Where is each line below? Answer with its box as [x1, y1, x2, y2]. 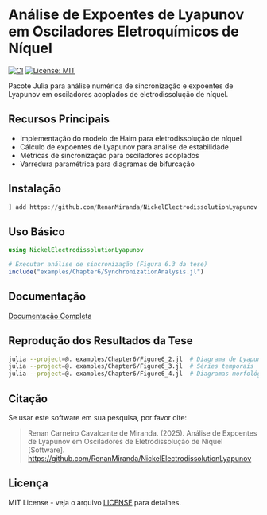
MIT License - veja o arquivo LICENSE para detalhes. [8, 498, 181, 507]
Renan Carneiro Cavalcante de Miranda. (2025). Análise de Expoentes [27, 428, 257, 438]
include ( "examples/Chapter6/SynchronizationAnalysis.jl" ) [8, 268, 204, 276]
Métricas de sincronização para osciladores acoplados [19, 150, 200, 160]
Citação [8, 392, 48, 405]
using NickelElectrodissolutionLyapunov [8, 246, 145, 254]
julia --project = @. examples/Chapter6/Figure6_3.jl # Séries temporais [8, 362, 254, 370]
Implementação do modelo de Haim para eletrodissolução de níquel [19, 134, 242, 143]
